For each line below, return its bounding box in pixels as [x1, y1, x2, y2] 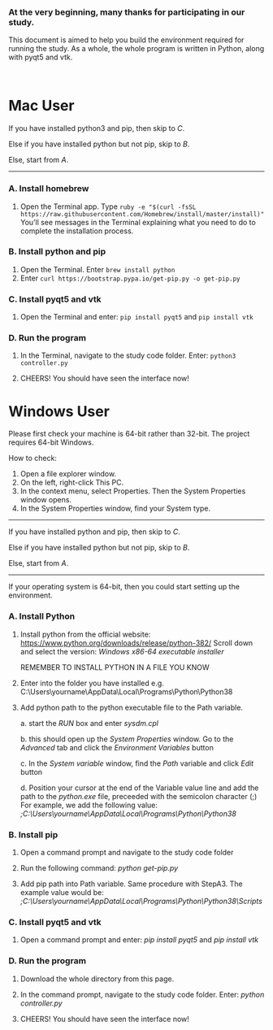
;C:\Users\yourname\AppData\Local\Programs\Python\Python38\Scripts [19, 896, 262, 906]
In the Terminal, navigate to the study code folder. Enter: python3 [19, 350, 236, 360]
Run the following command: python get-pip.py [19, 863, 179, 872]
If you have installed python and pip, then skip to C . [8, 527, 180, 537]
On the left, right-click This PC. [19, 478, 124, 488]
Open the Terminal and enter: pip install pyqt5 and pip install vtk [19, 312, 253, 322]
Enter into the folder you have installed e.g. [19, 678, 164, 688]
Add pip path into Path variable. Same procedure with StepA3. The [19, 879, 243, 889]
